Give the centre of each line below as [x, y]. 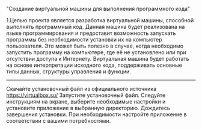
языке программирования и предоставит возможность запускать [91, 33]
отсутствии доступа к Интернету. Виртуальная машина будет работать [98, 59]
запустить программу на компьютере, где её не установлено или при [96, 52]
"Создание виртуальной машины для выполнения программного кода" [98, 9]
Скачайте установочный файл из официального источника [81, 89]
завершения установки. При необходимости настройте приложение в [97, 114]
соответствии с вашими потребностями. [59, 121]
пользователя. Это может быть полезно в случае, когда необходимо [95, 46]
